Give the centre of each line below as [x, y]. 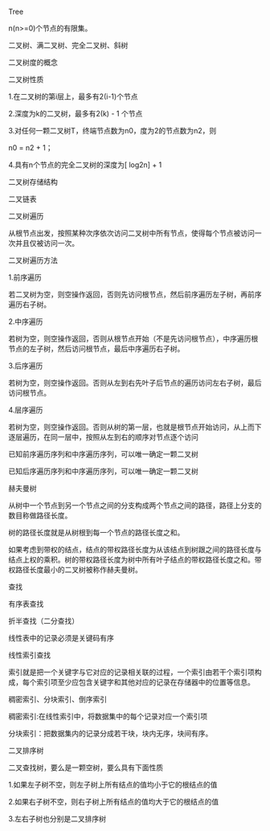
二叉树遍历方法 [33, 260]
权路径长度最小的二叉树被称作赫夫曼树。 [75, 569]
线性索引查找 [29, 655]
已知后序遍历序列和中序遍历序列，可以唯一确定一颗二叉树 [103, 471]
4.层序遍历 [26, 410]
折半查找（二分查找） [43, 621]
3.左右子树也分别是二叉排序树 [57, 819]
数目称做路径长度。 [40, 515]
